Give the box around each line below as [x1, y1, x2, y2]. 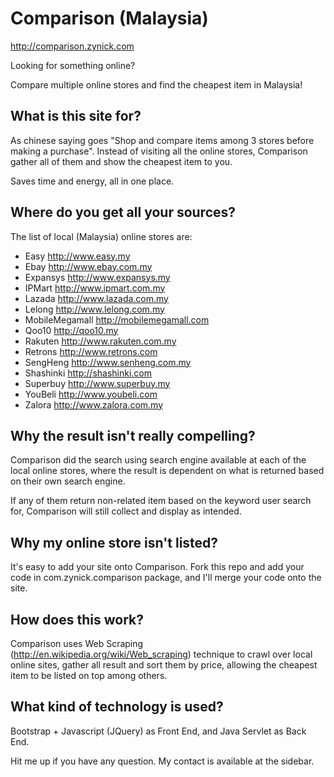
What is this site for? [10, 108, 142, 125]
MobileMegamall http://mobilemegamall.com [24, 313, 210, 326]
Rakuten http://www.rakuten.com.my [24, 335, 177, 347]
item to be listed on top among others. [10, 670, 168, 681]
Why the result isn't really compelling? [10, 427, 256, 444]
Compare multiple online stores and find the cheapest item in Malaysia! [10, 78, 303, 91]
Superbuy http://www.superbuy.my [24, 377, 171, 389]
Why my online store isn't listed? [10, 534, 219, 551]
